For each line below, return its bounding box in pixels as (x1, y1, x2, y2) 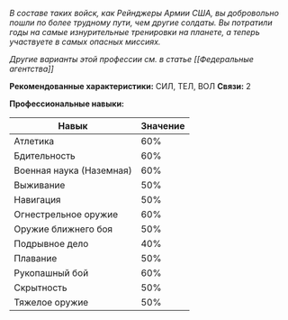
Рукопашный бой (13, 267, 89, 279)
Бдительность (13, 150, 76, 161)
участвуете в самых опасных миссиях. (9, 36, 161, 47)
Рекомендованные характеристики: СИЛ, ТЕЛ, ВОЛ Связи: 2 (9, 81, 252, 91)
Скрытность (13, 281, 67, 294)
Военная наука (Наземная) (13, 164, 132, 177)
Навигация (13, 194, 61, 206)
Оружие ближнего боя (13, 223, 113, 235)
